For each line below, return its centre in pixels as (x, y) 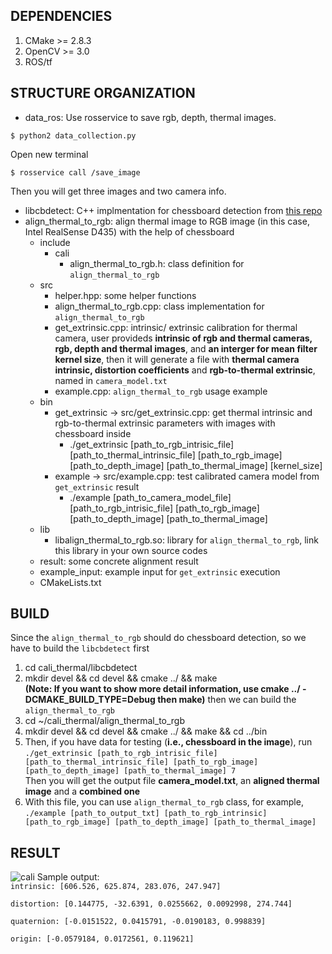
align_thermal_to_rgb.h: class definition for (157, 263)
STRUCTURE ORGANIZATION (103, 93)
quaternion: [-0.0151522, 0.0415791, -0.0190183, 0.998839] (138, 922)
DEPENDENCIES (61, 16)
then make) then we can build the (227, 700)
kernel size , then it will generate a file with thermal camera (177, 359)
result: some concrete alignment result (119, 561)
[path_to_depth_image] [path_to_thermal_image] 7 (130, 771)
